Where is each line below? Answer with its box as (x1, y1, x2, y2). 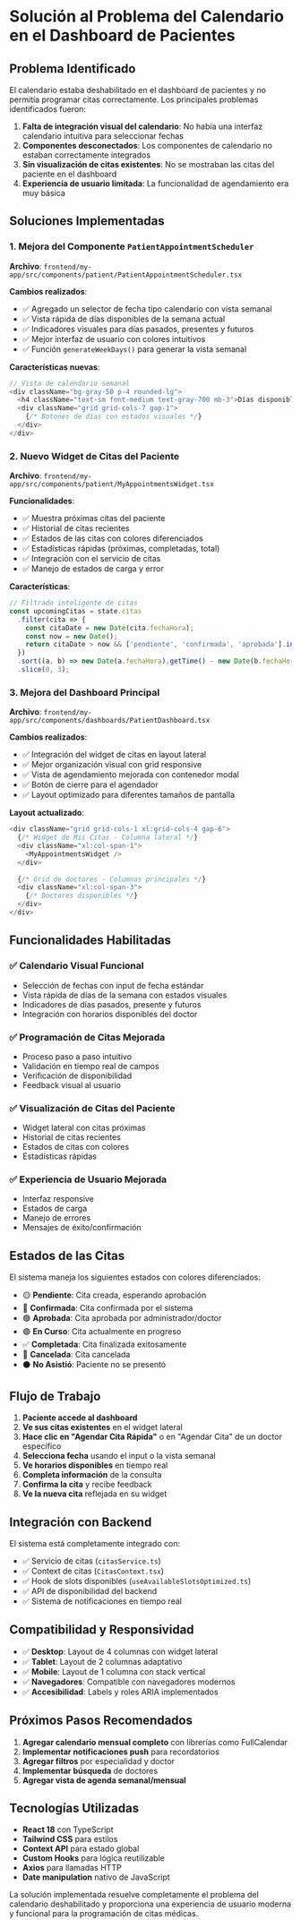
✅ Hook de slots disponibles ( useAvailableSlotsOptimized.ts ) (21, 1575, 252, 1586)
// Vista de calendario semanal (9, 379, 130, 388)
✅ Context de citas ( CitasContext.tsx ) (21, 1565, 164, 1576)
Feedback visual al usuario (21, 1079, 121, 1090)
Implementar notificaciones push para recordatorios (21, 1746, 219, 1757)
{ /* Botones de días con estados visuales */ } (25, 412, 202, 422)
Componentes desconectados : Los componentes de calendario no (21, 141, 273, 150)
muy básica (21, 188, 65, 198)
